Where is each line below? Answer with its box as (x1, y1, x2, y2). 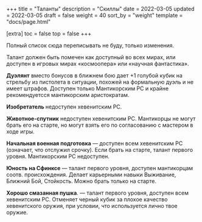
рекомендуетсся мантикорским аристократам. (6, 91, 130, 98)
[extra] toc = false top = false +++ (6, 30, 92, 37)
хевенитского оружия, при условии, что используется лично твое (6, 202, 178, 209)
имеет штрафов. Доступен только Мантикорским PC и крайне (6, 85, 169, 92)
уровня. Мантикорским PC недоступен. (6, 152, 110, 160)
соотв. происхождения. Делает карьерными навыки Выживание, (6, 171, 176, 178)
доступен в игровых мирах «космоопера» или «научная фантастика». (6, 60, 190, 67)
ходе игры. (6, 128, 35, 135)
